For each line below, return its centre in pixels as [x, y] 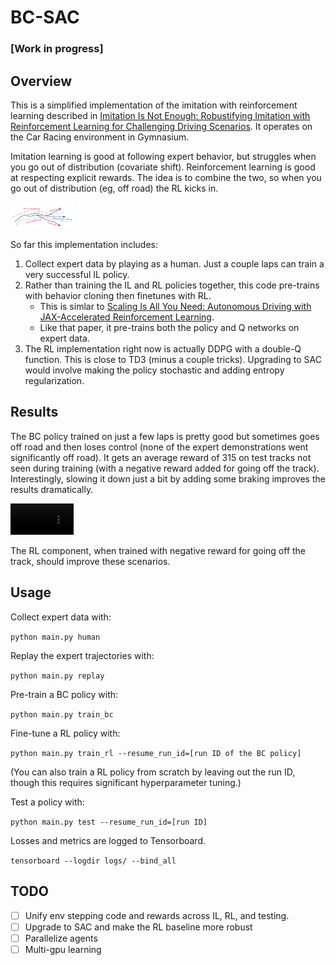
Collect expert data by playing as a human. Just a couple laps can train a [174, 263]
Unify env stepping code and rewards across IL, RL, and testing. [157, 915]
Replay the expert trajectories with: [82, 655]
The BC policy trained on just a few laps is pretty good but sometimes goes [165, 436]
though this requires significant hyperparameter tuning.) [126, 782]
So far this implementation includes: [84, 244]
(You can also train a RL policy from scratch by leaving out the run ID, [153, 772]
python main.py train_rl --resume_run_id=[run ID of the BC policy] [156, 753]
